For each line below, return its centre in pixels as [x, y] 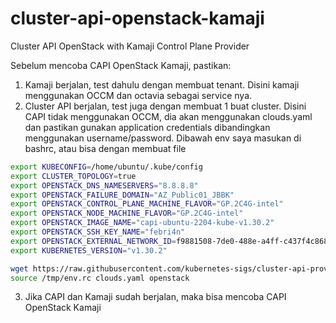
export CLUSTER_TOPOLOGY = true [73, 176]
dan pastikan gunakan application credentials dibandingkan [147, 127]
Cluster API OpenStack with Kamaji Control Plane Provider [130, 46]
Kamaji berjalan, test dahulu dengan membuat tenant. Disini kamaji [162, 84]
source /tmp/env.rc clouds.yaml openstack [100, 278]
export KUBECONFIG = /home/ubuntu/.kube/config [106, 167]
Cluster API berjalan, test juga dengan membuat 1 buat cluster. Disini [165, 106]
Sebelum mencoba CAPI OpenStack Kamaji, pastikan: [121, 65]
